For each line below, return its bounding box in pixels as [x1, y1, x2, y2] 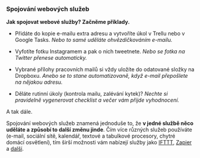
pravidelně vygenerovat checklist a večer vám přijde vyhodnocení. [14, 96, 180, 104]
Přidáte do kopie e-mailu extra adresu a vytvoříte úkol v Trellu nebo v [14, 30, 185, 37]
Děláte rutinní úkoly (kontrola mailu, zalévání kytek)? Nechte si [14, 90, 168, 98]
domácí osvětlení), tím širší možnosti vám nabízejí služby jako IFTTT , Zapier [6, 139, 192, 146]
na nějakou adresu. [14, 78, 63, 86]
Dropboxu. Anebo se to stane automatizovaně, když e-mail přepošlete [14, 72, 188, 80]
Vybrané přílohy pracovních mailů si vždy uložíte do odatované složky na [14, 66, 195, 73]
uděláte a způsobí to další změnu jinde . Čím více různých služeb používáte [6, 126, 192, 133]
